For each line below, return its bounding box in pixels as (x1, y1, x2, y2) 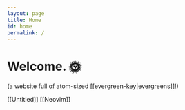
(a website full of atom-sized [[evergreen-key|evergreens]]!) (7, 82, 179, 90)
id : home (7, 23, 32, 30)
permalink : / (7, 29, 45, 36)
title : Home (7, 16, 41, 23)
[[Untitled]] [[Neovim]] (7, 96, 71, 104)
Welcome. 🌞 (7, 59, 81, 74)
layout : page (7, 10, 45, 17)
